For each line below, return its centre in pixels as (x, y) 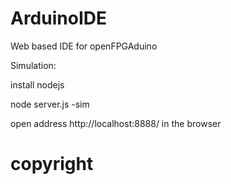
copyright (52, 164)
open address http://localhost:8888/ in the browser (116, 123)
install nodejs (37, 84)
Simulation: (33, 65)
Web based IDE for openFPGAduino (84, 46)
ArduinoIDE (58, 18)
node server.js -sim (50, 104)
